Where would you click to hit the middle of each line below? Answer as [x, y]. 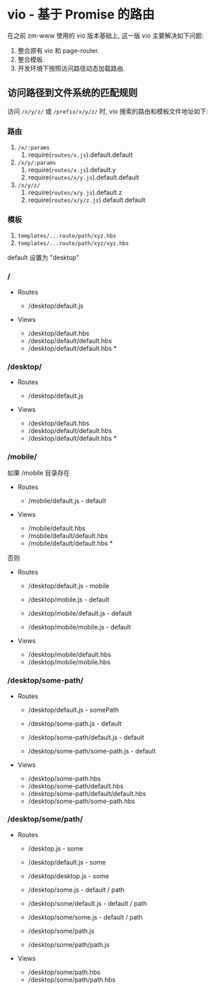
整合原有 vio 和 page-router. [58, 50]
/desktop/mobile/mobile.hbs [69, 662]
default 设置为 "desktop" [43, 258]
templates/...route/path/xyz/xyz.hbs [73, 244]
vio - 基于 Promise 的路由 [81, 15]
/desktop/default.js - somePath [73, 710]
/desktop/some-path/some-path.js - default [92, 751]
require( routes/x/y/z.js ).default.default [87, 200]
